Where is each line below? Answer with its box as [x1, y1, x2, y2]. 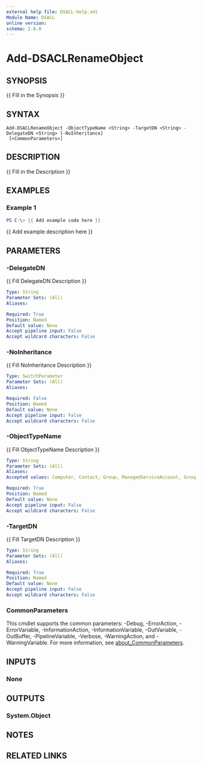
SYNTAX [6, 109, 40, 119]
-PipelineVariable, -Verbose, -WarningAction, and [32, 633, 155, 640]
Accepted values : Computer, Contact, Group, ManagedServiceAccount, [6, 474, 182, 480]
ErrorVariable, [6, 626, 41, 633]
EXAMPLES [6, 185, 50, 196]
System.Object [6, 711, 51, 720]
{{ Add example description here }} [6, 228, 93, 235]
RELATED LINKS [6, 751, 67, 761]
